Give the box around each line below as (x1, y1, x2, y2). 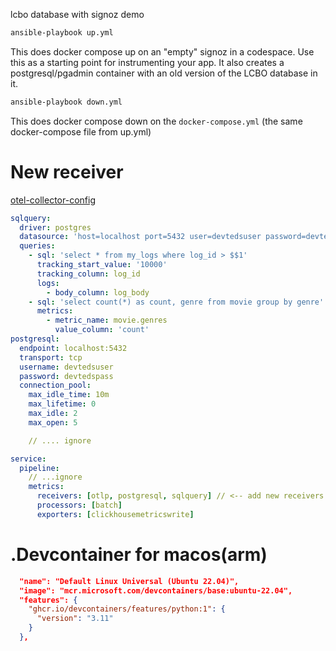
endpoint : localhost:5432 (19, 343, 128, 353)
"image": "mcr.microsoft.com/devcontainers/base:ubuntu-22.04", (19, 585, 293, 596)
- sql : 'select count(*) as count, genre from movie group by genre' (28, 297, 325, 307)
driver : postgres (19, 222, 92, 233)
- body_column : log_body (46, 287, 150, 298)
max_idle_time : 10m (28, 390, 110, 400)
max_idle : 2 (28, 409, 78, 419)
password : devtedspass (19, 371, 114, 381)
